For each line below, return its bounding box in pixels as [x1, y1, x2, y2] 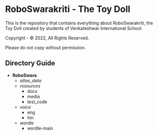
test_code [27, 99, 48, 105]
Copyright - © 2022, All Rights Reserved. [5, 35, 89, 41]
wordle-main [27, 125, 53, 131]
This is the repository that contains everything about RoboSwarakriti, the [5, 20, 154, 26]
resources [19, 83, 41, 89]
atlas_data [19, 77, 42, 83]
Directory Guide [5, 59, 55, 68]
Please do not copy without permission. [5, 44, 86, 50]
